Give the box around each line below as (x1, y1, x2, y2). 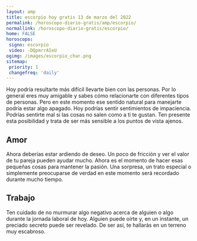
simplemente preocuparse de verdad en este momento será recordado (6, 170, 179, 177)
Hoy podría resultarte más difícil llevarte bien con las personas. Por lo (6, 86, 176, 93)
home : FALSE (6, 31, 36, 37)
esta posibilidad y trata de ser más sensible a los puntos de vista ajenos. (6, 117, 183, 125)
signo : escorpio (8, 42, 49, 48)
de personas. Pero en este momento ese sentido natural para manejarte (6, 99, 182, 106)
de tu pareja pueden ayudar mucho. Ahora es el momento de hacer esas (6, 157, 183, 164)
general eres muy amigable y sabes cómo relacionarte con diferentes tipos (6, 92, 189, 99)
